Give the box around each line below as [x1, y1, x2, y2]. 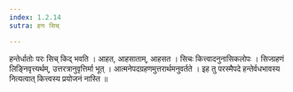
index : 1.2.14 [9, 12, 62, 22]
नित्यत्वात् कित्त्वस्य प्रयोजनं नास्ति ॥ [9, 73, 108, 84]
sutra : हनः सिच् [9, 21, 59, 30]
